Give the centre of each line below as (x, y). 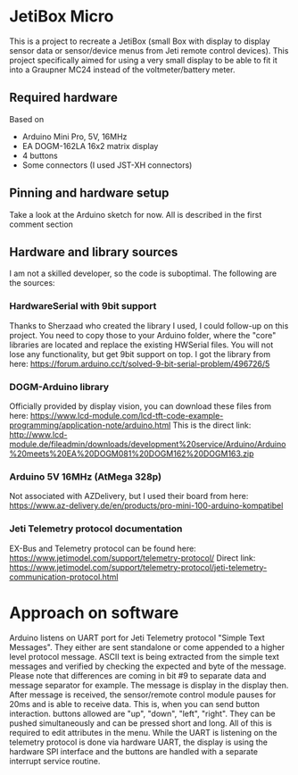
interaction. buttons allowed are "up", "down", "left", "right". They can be (142, 713)
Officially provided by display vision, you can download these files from (141, 406)
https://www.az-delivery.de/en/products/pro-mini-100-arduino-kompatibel (146, 505)
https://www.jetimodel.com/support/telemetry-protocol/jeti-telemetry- (138, 567)
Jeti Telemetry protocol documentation (96, 529)
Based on (27, 119)
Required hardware (63, 98)
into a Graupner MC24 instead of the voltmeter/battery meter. (122, 70)
